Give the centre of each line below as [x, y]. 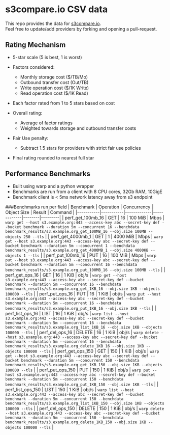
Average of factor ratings [46, 123]
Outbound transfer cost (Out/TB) [54, 82]
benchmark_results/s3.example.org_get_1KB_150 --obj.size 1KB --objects [84, 365]
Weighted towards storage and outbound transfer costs [78, 128]
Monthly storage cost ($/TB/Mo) [54, 77]
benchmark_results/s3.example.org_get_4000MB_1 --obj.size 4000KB [77, 250]
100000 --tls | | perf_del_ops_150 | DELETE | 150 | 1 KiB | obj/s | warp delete [85, 408]
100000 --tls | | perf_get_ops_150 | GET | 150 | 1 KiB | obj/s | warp [91, 351]
